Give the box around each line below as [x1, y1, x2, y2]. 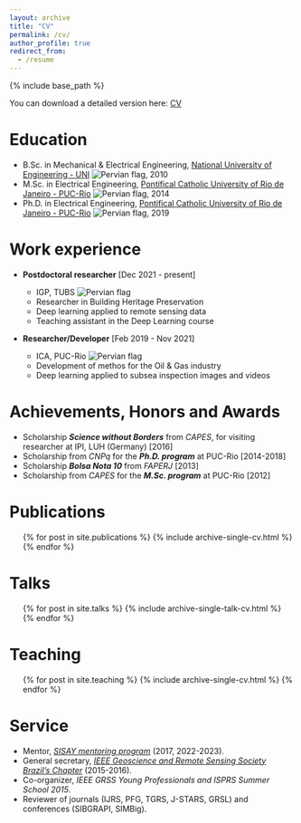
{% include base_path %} [9, 81, 105, 91]
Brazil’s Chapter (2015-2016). [22, 764, 133, 775]
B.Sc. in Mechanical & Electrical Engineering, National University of [22, 159, 273, 170]
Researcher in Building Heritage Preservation [35, 296, 204, 307]
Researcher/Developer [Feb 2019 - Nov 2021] [22, 332, 195, 344]
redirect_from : [9, 47, 67, 56]
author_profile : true [9, 38, 91, 48]
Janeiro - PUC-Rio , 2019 [22, 207, 170, 218]
